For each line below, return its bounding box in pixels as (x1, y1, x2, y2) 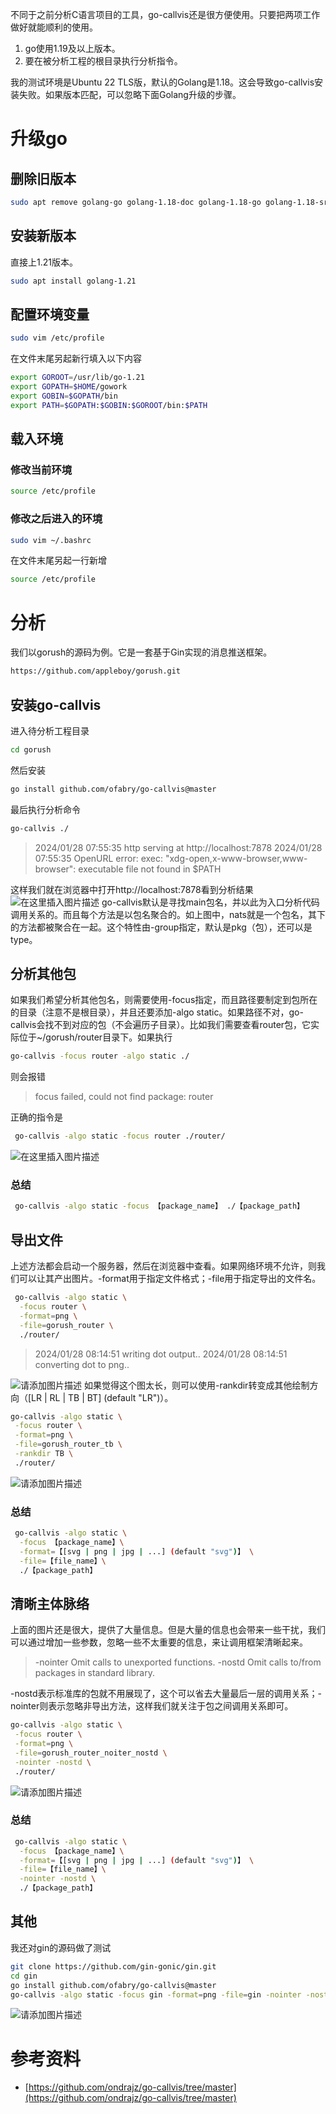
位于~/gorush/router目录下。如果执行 (18, 1031, 173, 1043)
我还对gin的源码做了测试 (10, 1941, 112, 1953)
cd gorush (10, 744, 52, 755)
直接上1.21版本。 (10, 256, 78, 268)
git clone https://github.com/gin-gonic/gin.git (10, 1961, 217, 1972)
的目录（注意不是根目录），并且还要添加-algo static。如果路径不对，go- (10, 1006, 304, 1018)
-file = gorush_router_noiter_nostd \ (14, 1748, 168, 1758)
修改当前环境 (10, 463, 73, 477)
